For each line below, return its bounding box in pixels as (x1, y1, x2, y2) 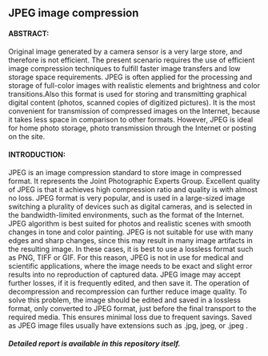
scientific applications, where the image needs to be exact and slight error (8, 261, 254, 270)
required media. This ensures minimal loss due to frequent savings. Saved (8, 312, 252, 322)
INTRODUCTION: (8, 150, 66, 159)
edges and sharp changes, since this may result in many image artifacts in (8, 235, 254, 245)
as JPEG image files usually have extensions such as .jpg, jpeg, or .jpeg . (8, 320, 248, 330)
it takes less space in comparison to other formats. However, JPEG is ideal (8, 114, 254, 124)
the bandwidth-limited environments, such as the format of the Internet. (8, 210, 245, 219)
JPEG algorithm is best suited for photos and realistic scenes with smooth (8, 218, 252, 228)
